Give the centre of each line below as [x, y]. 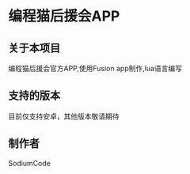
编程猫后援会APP [64, 16]
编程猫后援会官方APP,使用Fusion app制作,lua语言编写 [95, 68]
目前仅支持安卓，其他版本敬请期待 [64, 116]
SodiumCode [30, 163]
